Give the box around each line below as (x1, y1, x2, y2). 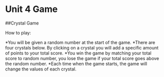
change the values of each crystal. (5, 66, 76, 72)
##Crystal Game (5, 20, 39, 26)
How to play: (5, 29, 31, 35)
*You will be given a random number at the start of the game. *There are (5, 39, 155, 45)
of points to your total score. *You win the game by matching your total (5, 50, 151, 56)
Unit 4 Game (5, 3, 58, 15)
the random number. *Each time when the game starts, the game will (5, 60, 147, 66)
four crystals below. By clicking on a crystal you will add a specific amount (5, 44, 159, 50)
